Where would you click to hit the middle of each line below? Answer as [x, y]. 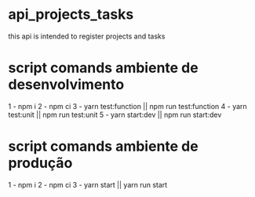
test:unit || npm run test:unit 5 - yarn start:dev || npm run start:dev [115, 115]
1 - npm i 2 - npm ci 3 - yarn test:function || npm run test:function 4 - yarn [127, 106]
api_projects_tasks [71, 15]
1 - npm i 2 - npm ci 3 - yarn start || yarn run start [88, 184]
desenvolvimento [66, 85]
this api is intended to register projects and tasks [87, 36]
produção [40, 163]
